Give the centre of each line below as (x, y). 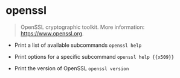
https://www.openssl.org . (52, 33)
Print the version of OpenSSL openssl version (72, 68)
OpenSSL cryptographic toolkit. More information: (82, 27)
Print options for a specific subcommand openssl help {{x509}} (94, 56)
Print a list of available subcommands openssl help (78, 45)
